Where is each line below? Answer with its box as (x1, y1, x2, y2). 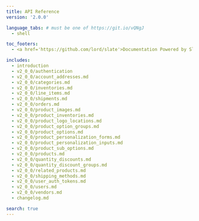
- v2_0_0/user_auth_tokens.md (11, 178, 86, 184)
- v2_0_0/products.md (11, 151, 65, 157)
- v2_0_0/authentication (11, 68, 73, 74)
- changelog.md (11, 195, 49, 201)
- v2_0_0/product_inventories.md (11, 112, 94, 118)
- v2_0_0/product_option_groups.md (11, 123, 99, 129)
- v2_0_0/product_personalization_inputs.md (11, 140, 123, 146)
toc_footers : (6, 41, 38, 47)
